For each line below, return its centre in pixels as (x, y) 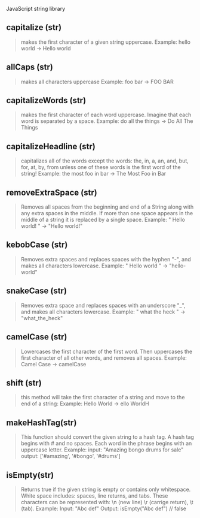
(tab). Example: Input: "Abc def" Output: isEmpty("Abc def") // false (104, 508)
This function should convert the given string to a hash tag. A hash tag (107, 437)
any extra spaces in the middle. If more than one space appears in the (107, 213)
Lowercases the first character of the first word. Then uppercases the (107, 351)
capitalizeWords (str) (46, 100)
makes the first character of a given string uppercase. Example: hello (106, 42)
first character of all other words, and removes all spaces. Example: (104, 358)
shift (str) (24, 383)
